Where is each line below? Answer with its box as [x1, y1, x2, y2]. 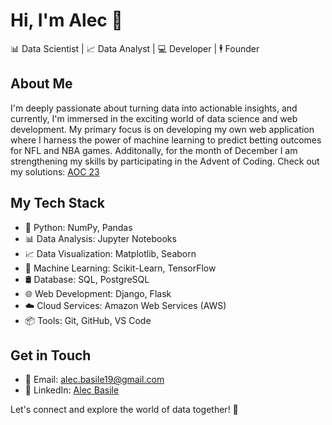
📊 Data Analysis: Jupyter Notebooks [24, 232, 177, 244]
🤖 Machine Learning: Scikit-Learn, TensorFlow [24, 262, 217, 274]
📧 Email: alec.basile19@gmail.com [24, 374, 165, 386]
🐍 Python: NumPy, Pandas [24, 221, 133, 233]
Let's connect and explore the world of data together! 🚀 [10, 404, 239, 416]
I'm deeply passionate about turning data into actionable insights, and [10, 102, 298, 114]
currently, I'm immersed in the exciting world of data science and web [10, 112, 298, 124]
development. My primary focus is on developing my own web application [10, 123, 315, 135]
